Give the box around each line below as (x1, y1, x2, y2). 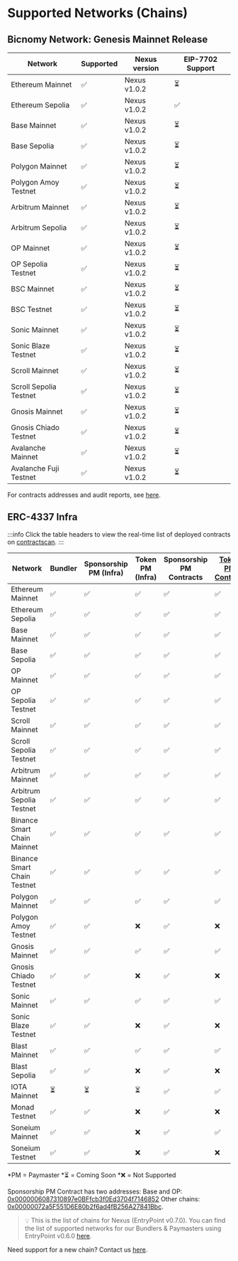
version (132, 63, 159, 73)
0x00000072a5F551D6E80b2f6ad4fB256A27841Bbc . (7, 1202, 164, 1211)
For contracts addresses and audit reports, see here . (7, 490, 161, 499)
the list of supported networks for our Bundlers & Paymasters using (24, 1224, 222, 1233)
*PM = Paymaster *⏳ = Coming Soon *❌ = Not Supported (7, 1171, 176, 1179)
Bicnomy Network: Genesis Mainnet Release (7, 33, 208, 45)
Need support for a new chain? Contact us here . (7, 1245, 148, 1254)
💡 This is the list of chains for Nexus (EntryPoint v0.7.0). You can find (24, 1216, 226, 1224)
